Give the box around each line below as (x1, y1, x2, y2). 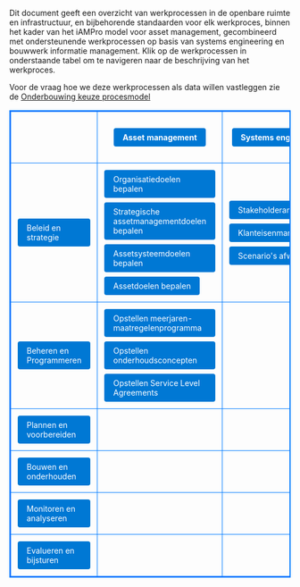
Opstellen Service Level (112, 378, 201, 388)
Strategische (112, 206, 161, 217)
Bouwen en (26, 462, 69, 472)
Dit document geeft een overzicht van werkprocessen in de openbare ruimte (9, 8, 291, 18)
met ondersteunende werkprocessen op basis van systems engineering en (9, 36, 285, 46)
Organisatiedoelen (112, 174, 181, 184)
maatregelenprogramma (112, 323, 203, 333)
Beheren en (26, 346, 70, 356)
